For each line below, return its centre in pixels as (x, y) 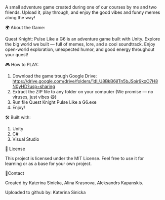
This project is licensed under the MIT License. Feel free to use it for (75, 158)
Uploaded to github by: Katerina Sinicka (45, 192)
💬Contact (15, 173)
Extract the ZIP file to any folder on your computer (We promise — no (83, 92)
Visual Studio (26, 139)
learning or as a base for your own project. (48, 163)
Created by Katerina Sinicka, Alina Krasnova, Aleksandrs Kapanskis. (74, 183)
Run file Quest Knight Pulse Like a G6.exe (54, 102)
